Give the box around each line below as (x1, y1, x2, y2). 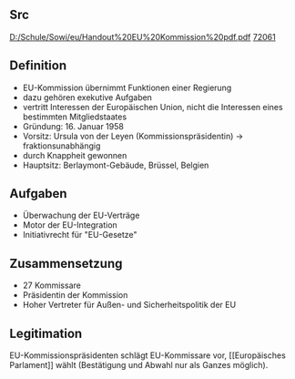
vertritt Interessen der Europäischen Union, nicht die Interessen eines (22, 101, 284, 112)
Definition (9, 58, 66, 74)
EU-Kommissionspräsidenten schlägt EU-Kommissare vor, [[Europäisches (9, 350, 287, 361)
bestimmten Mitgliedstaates (22, 111, 127, 122)
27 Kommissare (22, 280, 82, 291)
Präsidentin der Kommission (22, 290, 128, 301)
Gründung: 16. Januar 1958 (22, 120, 125, 131)
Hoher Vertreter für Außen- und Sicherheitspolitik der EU (22, 300, 237, 311)
